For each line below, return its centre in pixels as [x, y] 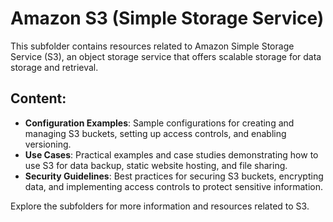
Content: [38, 98]
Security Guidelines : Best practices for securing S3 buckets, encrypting [174, 176]
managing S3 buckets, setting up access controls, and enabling [155, 133]
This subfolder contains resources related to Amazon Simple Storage [152, 46]
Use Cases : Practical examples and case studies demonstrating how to [171, 154]
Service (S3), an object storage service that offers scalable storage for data [166, 56]
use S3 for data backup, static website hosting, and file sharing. [156, 165]
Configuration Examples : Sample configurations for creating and [159, 123]
